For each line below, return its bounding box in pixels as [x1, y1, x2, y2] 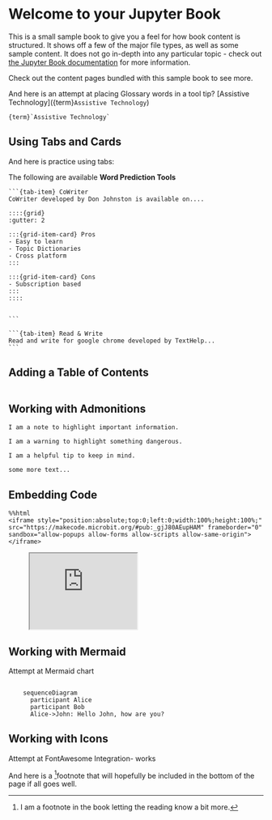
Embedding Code [8, 487, 98, 502]
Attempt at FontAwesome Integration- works [8, 754, 156, 763]
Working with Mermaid [8, 644, 127, 658]
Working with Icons [8, 732, 108, 746]
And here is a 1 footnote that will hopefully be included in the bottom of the [8, 769, 255, 780]
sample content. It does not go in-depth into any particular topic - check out [8, 49, 262, 58]
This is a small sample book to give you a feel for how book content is [8, 32, 241, 41]
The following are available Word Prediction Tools [8, 172, 176, 182]
